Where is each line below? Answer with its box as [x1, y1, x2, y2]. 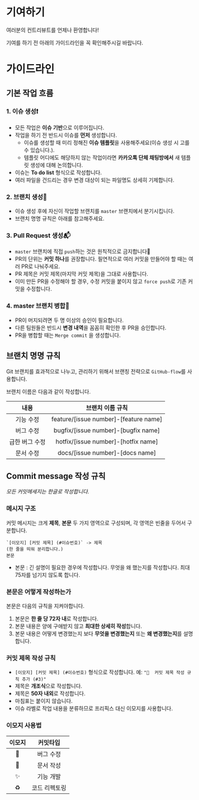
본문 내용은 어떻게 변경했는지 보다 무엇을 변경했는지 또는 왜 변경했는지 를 [14, 629, 182, 637]
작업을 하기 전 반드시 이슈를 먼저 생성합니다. [14, 131, 118, 138]
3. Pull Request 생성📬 [6, 232, 71, 240]
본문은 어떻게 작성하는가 [6, 588, 72, 596]
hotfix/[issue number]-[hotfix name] [56, 437, 158, 446]
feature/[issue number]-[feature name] [51, 415, 163, 423]
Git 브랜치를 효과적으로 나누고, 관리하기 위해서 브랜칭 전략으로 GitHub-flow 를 [6, 367, 186, 375]
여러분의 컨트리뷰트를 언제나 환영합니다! [6, 26, 99, 34]
